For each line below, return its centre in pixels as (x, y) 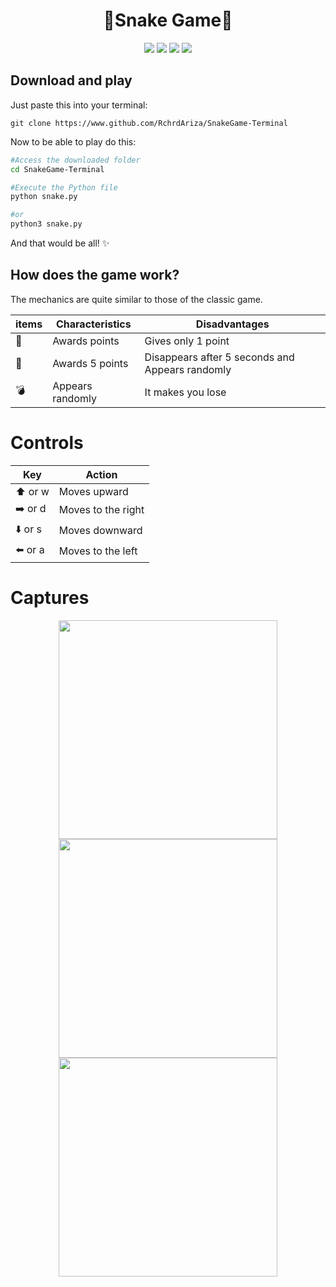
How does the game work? (95, 275)
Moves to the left (98, 551)
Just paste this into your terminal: (79, 105)
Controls (47, 443)
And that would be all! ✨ (60, 243)
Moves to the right (101, 510)
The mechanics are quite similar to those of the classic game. (136, 299)
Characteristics (93, 324)
